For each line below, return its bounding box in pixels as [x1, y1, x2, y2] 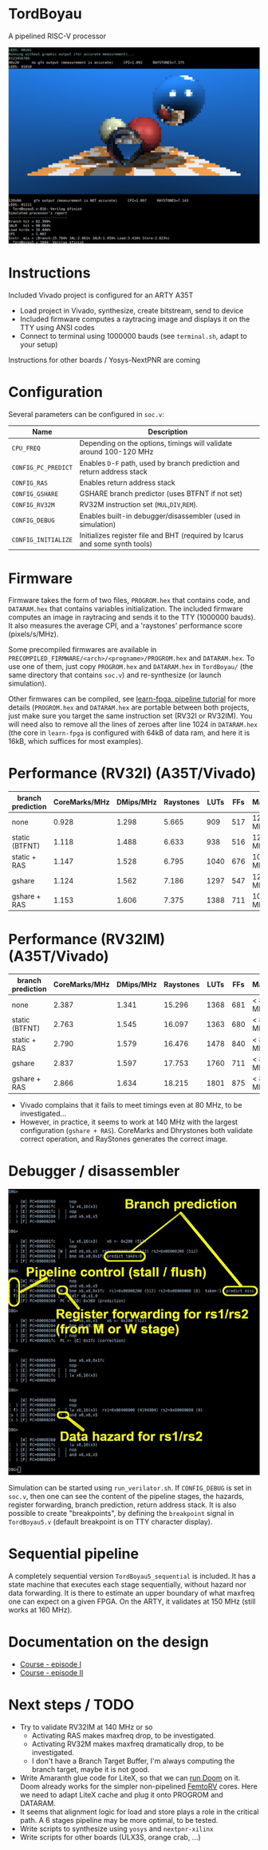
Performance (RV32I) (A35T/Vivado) [8, 765, 257, 782]
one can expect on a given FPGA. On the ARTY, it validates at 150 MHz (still [8, 1596, 256, 1606]
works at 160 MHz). [8, 1604, 73, 1615]
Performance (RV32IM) [8, 930, 166, 948]
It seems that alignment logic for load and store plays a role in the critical [19, 1807, 259, 1817]
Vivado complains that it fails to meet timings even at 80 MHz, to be [19, 1100, 242, 1109]
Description [148, 427, 188, 437]
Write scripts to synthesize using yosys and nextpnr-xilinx [19, 1824, 214, 1833]
